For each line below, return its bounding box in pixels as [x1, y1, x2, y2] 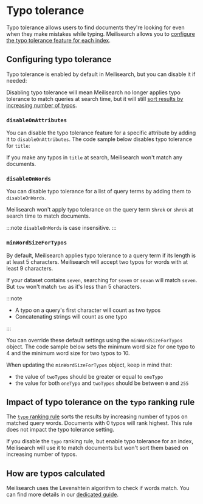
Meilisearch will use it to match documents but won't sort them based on [6, 444, 188, 452]
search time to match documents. [6, 212, 91, 219]
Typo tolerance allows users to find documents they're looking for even [6, 24, 185, 31]
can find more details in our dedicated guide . [6, 491, 119, 499]
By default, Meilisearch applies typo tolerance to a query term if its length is [6, 252, 196, 259]
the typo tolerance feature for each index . [6, 36, 111, 44]
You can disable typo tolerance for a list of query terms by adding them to [6, 188, 191, 195]
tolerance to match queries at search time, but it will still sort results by [6, 95, 184, 102]
